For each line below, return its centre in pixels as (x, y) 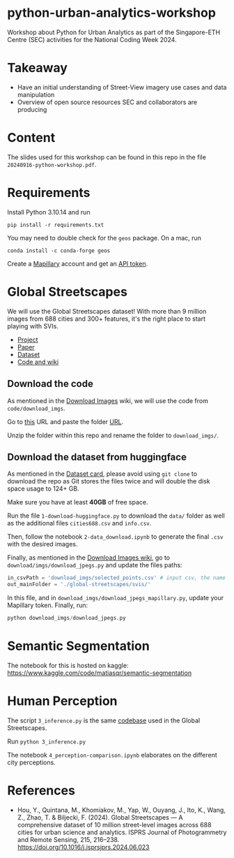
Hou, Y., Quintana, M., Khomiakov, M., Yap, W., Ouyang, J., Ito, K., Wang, (122, 810)
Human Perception (62, 701)
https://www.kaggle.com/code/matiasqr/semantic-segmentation (100, 673)
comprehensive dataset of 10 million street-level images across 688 (114, 824)
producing (32, 109)
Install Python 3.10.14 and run (49, 212)
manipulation (36, 94)
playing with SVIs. (33, 326)
